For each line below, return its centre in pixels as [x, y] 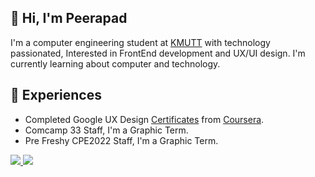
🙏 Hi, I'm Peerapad [69, 18]
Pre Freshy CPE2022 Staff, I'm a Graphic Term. [121, 140]
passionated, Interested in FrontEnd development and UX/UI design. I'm [158, 53]
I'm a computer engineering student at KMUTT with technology [140, 42]
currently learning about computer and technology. [115, 63]
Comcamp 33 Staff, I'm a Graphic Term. [106, 130]
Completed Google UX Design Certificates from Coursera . [144, 119]
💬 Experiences [56, 95]
